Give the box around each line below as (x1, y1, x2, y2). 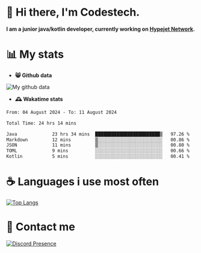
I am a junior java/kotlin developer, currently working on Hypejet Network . (6, 25, 196, 33)
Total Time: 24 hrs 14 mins (6, 120, 77, 126)
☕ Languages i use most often (6, 175, 159, 189)
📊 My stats (6, 48, 64, 61)
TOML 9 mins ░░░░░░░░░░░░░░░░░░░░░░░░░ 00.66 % (6, 148, 190, 154)
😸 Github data (14, 72, 52, 79)
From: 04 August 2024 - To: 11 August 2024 (6, 109, 117, 115)
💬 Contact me (6, 220, 75, 234)
